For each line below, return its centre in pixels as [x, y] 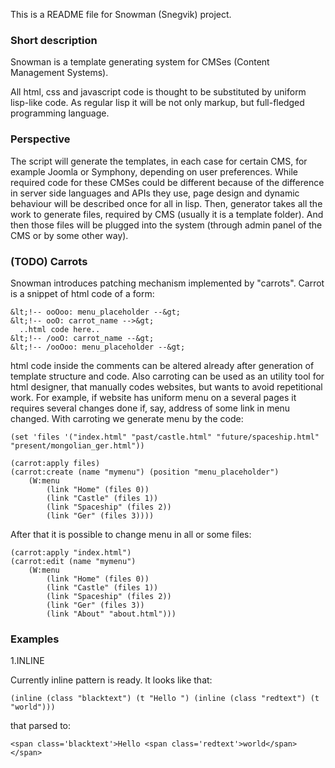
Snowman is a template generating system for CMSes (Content [140, 62]
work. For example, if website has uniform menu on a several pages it [153, 397]
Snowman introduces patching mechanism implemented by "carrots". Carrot [167, 283]
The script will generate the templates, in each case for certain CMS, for [159, 161]
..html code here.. [60, 329]
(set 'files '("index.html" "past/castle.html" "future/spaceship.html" [165, 437]
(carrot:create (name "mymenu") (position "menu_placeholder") [145, 472]
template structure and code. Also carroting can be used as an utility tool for [167, 376]
